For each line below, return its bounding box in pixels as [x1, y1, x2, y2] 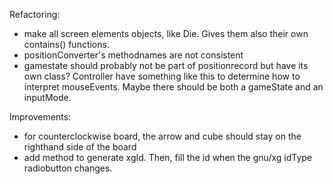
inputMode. [23, 92, 72, 103]
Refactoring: [9, 9, 61, 20]
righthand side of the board [23, 141, 137, 153]
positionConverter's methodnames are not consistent [23, 49, 244, 61]
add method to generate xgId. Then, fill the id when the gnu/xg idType [23, 152, 312, 163]
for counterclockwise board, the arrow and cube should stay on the [23, 130, 302, 142]
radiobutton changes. [23, 162, 113, 174]
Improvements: [9, 111, 72, 123]
